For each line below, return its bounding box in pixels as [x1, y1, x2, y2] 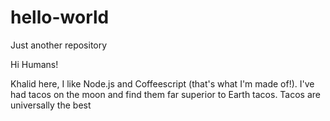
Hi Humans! [10, 58, 59, 70]
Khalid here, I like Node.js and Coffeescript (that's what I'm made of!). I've [10, 77, 315, 90]
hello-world [10, 6, 110, 29]
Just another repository [10, 39, 108, 51]
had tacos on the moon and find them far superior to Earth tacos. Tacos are [10, 88, 322, 100]
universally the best [10, 99, 92, 111]
